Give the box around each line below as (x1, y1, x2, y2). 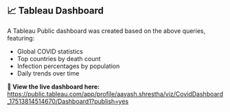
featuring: (7, 34, 35, 42)
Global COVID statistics (16, 47, 84, 56)
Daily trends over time (16, 69, 80, 77)
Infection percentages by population (16, 62, 120, 70)
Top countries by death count (16, 54, 101, 63)
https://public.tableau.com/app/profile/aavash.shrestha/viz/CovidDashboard (7, 89, 223, 98)
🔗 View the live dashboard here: (7, 82, 100, 91)
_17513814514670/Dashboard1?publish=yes (7, 97, 129, 105)
